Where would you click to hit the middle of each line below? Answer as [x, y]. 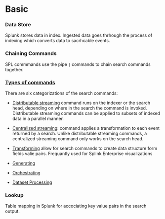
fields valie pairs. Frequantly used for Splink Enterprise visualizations [82, 154]
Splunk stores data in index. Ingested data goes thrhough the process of [79, 35]
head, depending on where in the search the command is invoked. [80, 108]
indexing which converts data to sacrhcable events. [58, 41]
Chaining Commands [31, 54]
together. [14, 69]
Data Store [18, 25]
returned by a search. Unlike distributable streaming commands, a [80, 134]
